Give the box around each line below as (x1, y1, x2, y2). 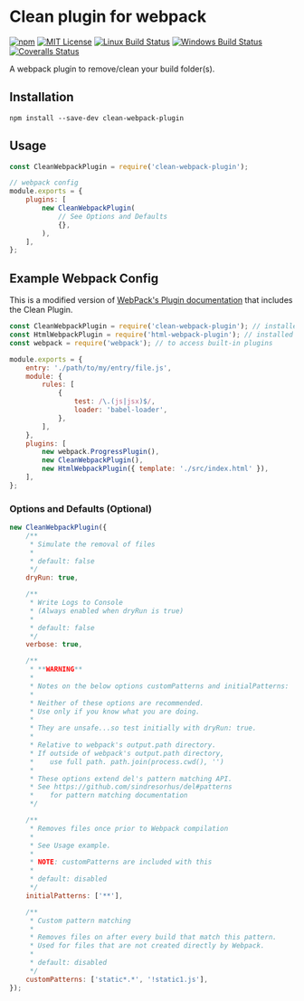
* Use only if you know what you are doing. (29, 707, 201, 716)
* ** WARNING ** (29, 665, 83, 675)
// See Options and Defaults (57, 212, 168, 221)
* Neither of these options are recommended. (29, 698, 204, 707)
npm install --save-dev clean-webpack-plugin (9, 113, 184, 123)
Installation (9, 90, 74, 105)
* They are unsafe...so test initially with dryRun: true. (29, 723, 257, 733)
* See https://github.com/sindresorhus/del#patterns (29, 782, 233, 792)
